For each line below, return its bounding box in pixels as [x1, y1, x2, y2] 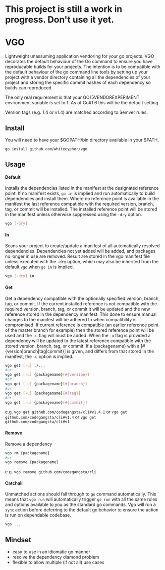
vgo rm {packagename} [5, 450, 50, 455]
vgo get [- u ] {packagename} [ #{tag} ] [5, 391, 81, 396]
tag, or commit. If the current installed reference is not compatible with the [5, 300, 157, 306]
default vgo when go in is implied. [5, 264, 74, 270]
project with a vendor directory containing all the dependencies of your [5, 74, 151, 80]
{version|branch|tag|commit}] [5, 348, 66, 354]
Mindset [5, 535, 31, 544]
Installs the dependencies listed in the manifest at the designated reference [5, 185, 159, 191]
